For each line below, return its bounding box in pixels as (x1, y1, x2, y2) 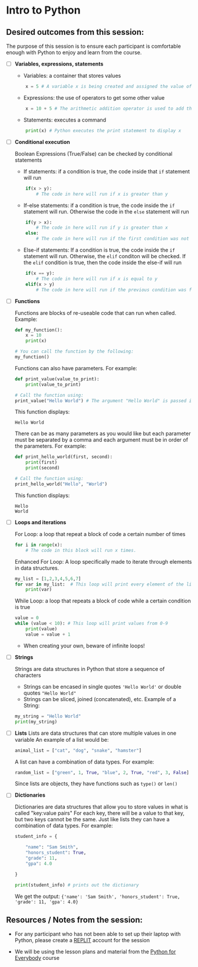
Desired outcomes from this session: (6, 27, 144, 37)
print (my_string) (14, 719, 58, 725)
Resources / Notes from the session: (6, 915, 143, 925)
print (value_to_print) (25, 381, 81, 387)
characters (14, 672, 41, 679)
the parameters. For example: (14, 443, 87, 450)
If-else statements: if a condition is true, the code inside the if (23, 202, 175, 209)
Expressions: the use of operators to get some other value (23, 94, 165, 101)
